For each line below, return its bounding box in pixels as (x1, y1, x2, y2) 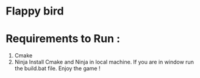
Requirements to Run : (5, 32, 120, 46)
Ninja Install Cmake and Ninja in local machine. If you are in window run (14, 59, 195, 66)
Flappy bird (5, 4, 65, 18)
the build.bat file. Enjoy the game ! (14, 65, 101, 72)
